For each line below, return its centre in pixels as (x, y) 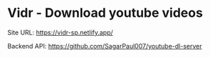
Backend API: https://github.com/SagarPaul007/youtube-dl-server (105, 46)
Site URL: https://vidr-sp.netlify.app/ (61, 32)
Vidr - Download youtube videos (105, 13)
